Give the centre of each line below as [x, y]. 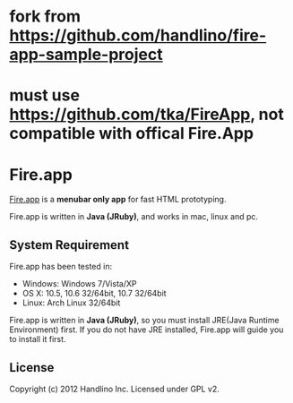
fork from [45, 17]
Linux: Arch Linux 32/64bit [71, 303]
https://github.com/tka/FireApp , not [146, 115]
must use [45, 95]
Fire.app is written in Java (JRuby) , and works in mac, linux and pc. [134, 217]
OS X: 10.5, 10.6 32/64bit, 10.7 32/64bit [95, 294]
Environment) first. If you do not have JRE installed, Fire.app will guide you [146, 330]
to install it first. [38, 339]
